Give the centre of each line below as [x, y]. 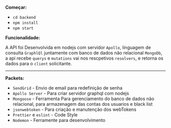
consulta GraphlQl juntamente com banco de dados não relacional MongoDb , [84, 53]
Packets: [15, 78]
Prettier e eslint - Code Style [45, 115]
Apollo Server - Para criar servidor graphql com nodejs [71, 93]
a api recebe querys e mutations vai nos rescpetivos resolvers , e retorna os [84, 58]
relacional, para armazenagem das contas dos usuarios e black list [82, 104]
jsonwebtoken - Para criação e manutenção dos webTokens [74, 109]
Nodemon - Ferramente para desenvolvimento [59, 120]
